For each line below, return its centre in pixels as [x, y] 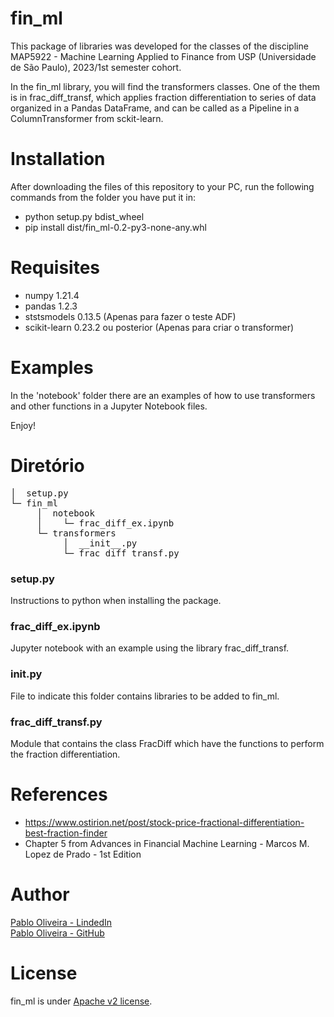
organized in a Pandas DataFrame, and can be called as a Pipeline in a [155, 108]
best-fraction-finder [66, 833]
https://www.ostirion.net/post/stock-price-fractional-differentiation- [164, 822]
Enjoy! [23, 425]
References [59, 794]
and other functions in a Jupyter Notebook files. [109, 406]
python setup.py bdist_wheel [84, 216]
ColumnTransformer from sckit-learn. [87, 118]
